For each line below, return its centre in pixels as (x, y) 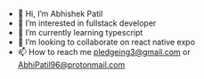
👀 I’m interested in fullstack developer (87, 23)
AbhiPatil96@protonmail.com (71, 65)
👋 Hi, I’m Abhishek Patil (60, 14)
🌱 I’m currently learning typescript (80, 32)
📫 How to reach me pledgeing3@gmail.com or (104, 52)
